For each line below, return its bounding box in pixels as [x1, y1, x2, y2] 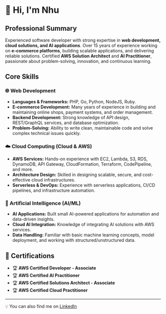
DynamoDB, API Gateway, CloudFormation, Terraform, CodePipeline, [12, 161, 152, 167]
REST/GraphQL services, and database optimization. [12, 120, 120, 126]
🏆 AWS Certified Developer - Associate [12, 265, 96, 271]
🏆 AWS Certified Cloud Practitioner [12, 287, 88, 293]
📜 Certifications [5, 252, 55, 260]
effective [12, 177, 31, 182]
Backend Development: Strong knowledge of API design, [12, 114, 130, 120]
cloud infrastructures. [31, 177, 76, 182]
